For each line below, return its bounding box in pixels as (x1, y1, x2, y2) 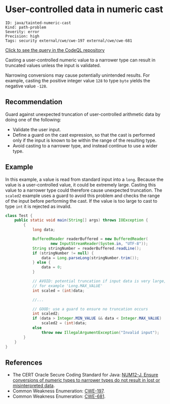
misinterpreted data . (12, 383, 55, 389)
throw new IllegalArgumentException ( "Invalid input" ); (41, 330, 159, 335)
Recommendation (5, 98, 62, 106)
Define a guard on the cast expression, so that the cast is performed (12, 132, 155, 138)
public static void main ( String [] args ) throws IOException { (14, 217, 148, 223)
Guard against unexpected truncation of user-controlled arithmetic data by (5, 111, 161, 117)
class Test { (5, 213, 33, 218)
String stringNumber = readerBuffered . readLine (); (32, 245, 142, 251)
